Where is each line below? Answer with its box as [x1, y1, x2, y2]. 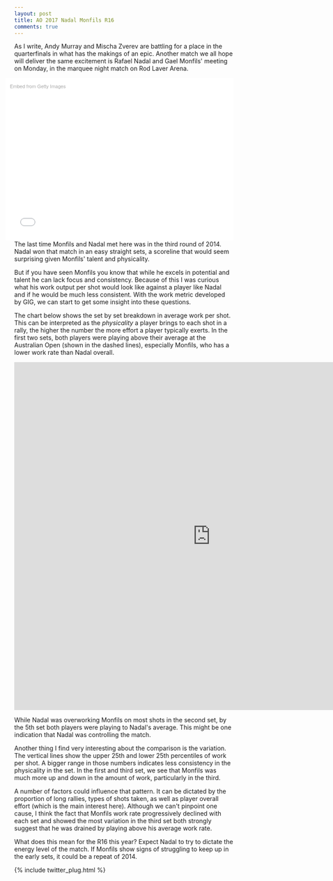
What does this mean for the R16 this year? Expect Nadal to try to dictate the [14, 837, 233, 846]
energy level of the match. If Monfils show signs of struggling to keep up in [14, 845, 229, 853]
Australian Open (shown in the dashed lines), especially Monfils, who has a [14, 340, 230, 349]
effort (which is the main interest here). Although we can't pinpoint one [14, 802, 217, 810]
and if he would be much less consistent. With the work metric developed [14, 290, 225, 299]
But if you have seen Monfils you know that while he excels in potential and [14, 268, 230, 276]
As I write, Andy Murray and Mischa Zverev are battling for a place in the [14, 42, 223, 51]
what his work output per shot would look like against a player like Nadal [14, 283, 222, 291]
